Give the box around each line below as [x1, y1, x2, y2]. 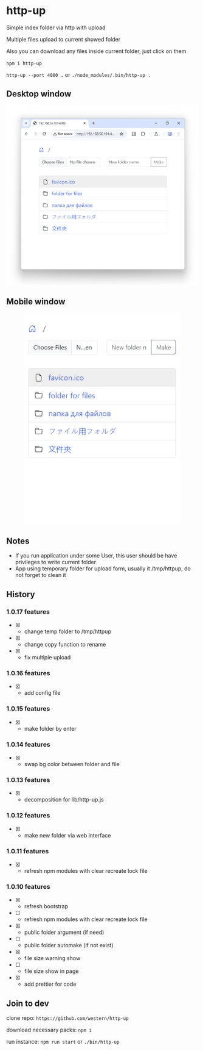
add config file [24, 689, 61, 697]
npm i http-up [6, 60, 43, 66]
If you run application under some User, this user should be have [15, 552, 177, 559]
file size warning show [24, 955, 81, 962]
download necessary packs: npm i [6, 1026, 92, 1033]
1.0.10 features [6, 882, 50, 891]
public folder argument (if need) [24, 928, 105, 936]
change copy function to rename [24, 641, 106, 648]
